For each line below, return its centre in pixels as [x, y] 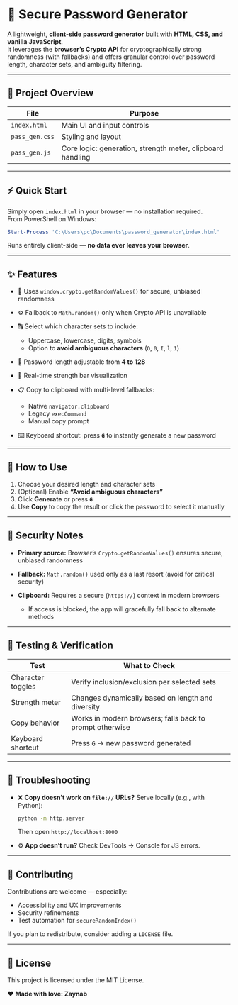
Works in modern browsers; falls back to [138, 718]
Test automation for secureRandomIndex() [77, 921]
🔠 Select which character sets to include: [78, 326]
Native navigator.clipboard [69, 406]
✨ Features [32, 274]
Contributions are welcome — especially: [67, 892]
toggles [23, 686]
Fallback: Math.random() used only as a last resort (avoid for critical [116, 574]
